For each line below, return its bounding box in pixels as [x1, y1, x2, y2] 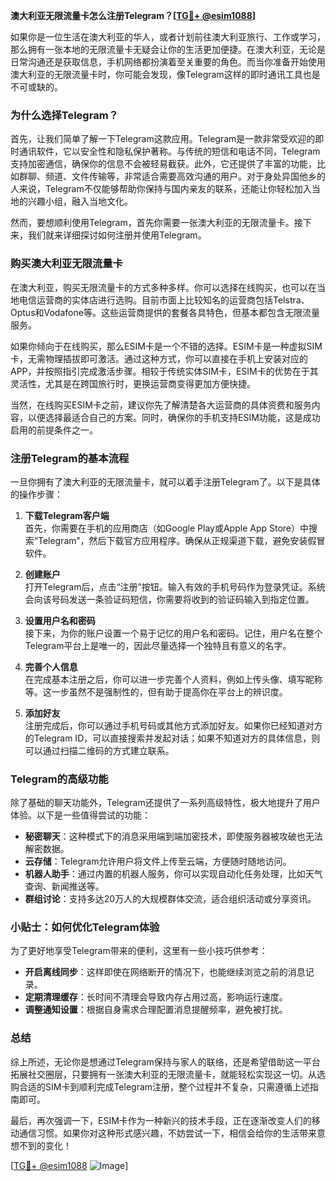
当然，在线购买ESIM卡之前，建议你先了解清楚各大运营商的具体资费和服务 [10, 399, 312, 411]
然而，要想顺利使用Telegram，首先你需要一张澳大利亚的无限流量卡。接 [10, 217, 303, 229]
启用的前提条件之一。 [10, 424, 98, 436]
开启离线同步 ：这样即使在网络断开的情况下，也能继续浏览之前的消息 [24, 966, 306, 978]
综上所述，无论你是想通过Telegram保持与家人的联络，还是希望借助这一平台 [10, 1055, 321, 1068]
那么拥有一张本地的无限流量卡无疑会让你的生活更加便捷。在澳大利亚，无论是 [10, 44, 326, 55]
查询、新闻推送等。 [24, 880, 105, 893]
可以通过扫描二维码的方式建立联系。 [24, 744, 175, 756]
